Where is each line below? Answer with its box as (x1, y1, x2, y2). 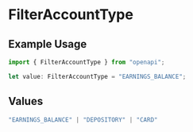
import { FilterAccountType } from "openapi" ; (8, 58, 165, 66)
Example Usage (8, 37, 87, 51)
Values (8, 95, 44, 108)
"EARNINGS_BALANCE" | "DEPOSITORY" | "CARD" (8, 115, 158, 124)
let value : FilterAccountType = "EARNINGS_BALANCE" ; (8, 72, 187, 80)
